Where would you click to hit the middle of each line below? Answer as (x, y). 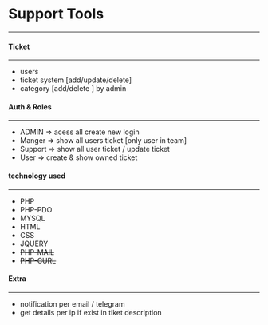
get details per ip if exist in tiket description (91, 312)
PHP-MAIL (37, 252)
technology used (37, 176)
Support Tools (56, 14)
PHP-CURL (38, 260)
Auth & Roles (30, 107)
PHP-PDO (36, 209)
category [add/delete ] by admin (73, 89)
